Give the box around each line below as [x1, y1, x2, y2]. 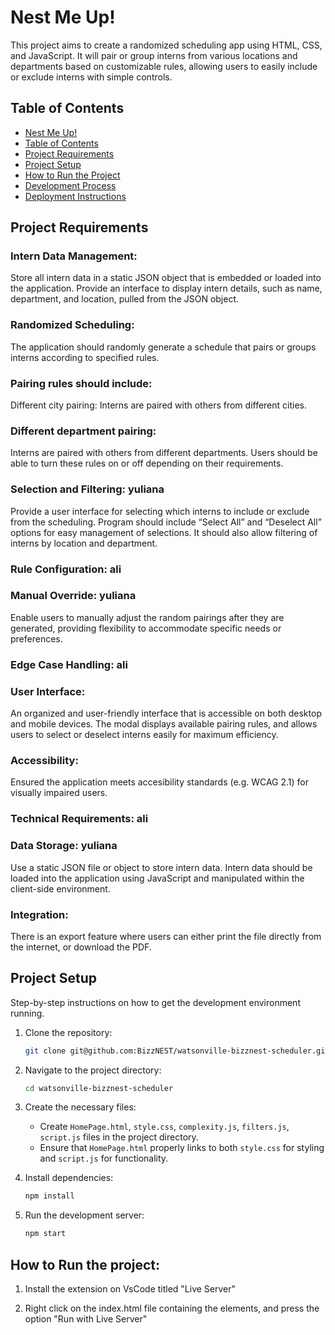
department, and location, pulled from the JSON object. [10, 293, 240, 305]
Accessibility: [10, 753, 79, 767]
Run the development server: [24, 1209, 145, 1221]
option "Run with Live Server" [24, 1313, 148, 1325]
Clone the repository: [24, 1026, 113, 1038]
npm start [24, 1229, 67, 1239]
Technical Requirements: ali [10, 812, 149, 826]
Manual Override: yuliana [10, 589, 137, 603]
